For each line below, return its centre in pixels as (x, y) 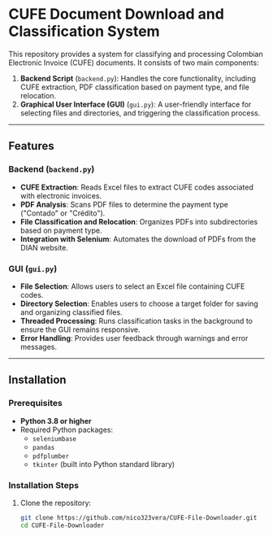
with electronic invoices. (61, 195)
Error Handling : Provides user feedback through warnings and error (134, 338)
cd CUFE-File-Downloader (62, 525)
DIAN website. (44, 247)
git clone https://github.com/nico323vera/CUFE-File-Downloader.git (139, 517)
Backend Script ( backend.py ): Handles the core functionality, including (138, 78)
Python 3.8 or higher (56, 421)
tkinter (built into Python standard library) (104, 464)
